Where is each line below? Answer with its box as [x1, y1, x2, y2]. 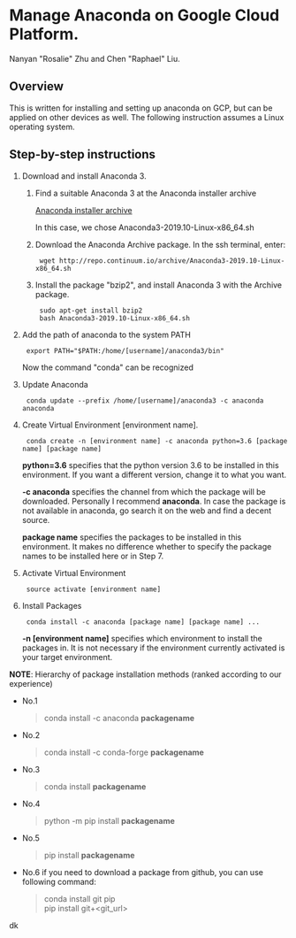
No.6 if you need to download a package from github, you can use [21, 866, 263, 877]
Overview [9, 79, 65, 94]
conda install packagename [43, 780, 147, 792]
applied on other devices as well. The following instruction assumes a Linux [9, 111, 285, 122]
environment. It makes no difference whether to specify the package [21, 541, 272, 551]
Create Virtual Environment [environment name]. [21, 419, 199, 430]
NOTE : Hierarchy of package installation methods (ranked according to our [9, 669, 282, 680]
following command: [21, 876, 97, 887]
